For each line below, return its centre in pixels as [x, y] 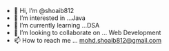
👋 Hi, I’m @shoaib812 [44, 11]
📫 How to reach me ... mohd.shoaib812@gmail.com [88, 40]
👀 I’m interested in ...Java [50, 18]
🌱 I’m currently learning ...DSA [57, 25]
